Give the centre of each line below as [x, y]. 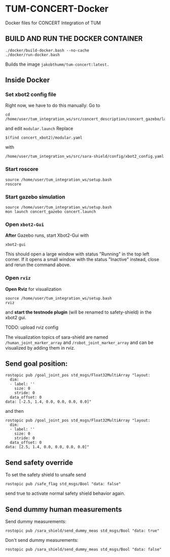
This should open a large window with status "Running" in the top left [77, 254]
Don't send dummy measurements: [42, 540]
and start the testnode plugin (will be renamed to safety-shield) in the [78, 312]
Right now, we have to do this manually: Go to [53, 105]
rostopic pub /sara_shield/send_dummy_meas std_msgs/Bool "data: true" [82, 531]
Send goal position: [36, 364]
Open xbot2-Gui [25, 224]
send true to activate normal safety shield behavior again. [65, 493]
